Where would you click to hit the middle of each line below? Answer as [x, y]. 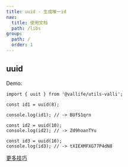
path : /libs [26, 28]
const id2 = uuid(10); [34, 125]
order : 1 [22, 45]
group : [14, 34]
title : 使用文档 [30, 23]
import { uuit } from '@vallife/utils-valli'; [65, 94]
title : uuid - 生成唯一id [36, 12]
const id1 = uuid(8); [33, 105]
